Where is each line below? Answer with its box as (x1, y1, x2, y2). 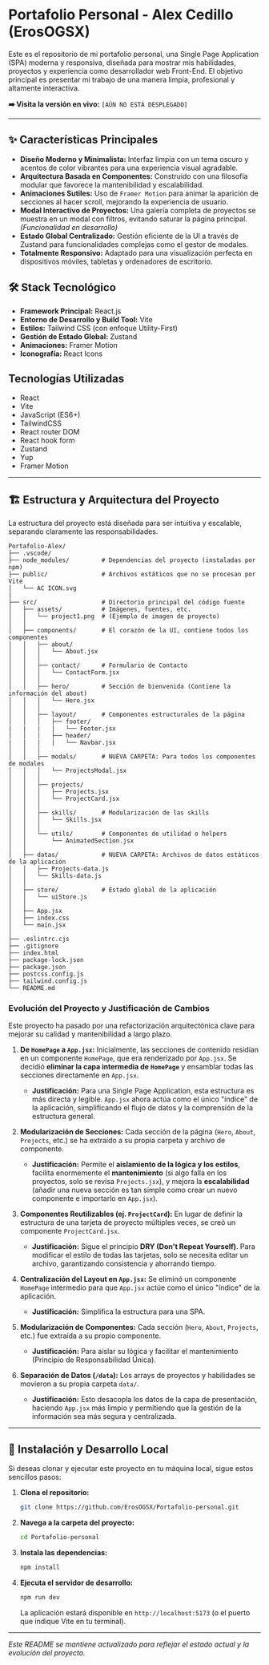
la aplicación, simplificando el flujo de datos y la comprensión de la (31, 1103, 254, 1113)
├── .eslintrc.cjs (8, 936, 70, 944)
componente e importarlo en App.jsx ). (31, 1194, 159, 1203)
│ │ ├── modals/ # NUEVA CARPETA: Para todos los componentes (8, 753, 256, 761)
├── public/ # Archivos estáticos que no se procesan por (8, 571, 256, 579)
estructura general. (31, 1112, 95, 1121)
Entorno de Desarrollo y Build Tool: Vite (19, 314, 154, 324)
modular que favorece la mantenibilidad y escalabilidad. (19, 180, 204, 189)
